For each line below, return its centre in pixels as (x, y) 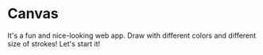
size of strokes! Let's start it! (54, 43)
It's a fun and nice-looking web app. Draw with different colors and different (132, 35)
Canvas (33, 14)
